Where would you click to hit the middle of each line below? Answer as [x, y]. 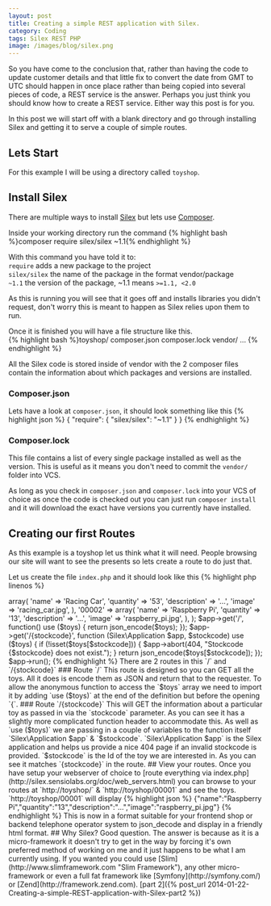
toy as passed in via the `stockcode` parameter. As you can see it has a [127, 713]
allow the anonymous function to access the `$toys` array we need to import [135, 687]
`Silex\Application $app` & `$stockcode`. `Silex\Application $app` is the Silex [135, 739]
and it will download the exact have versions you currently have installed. [130, 508]
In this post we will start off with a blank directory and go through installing [132, 119]
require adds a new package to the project [80, 265]
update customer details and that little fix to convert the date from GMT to [131, 78]
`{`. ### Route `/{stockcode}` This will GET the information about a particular [135, 704]
